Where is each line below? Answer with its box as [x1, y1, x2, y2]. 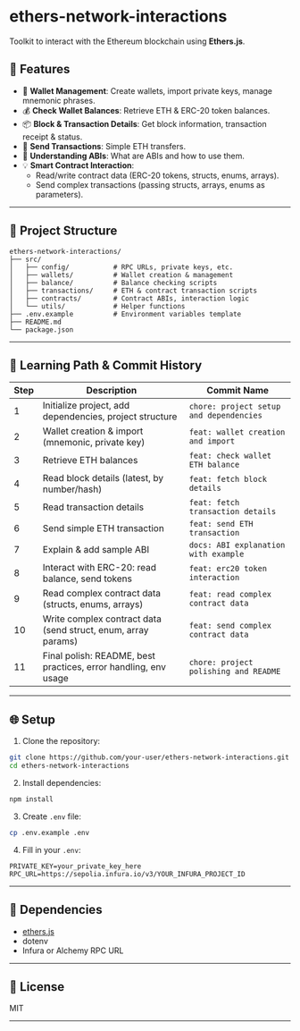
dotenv [21, 935, 49, 946]
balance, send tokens [42, 572, 132, 585]
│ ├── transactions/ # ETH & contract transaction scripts [9, 286, 257, 295]
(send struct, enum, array [42, 624, 149, 637]
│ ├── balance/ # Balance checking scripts [9, 278, 218, 287]
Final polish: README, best [42, 650, 156, 663]
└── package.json [9, 325, 74, 334]
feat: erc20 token [188, 563, 268, 574]
